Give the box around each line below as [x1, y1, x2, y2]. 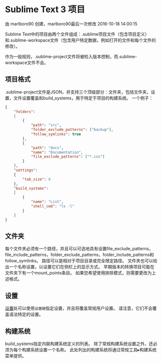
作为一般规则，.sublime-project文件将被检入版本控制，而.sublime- [5, 53, 137, 59]
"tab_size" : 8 [22, 177, 51, 182]
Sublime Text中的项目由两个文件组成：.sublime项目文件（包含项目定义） [5, 31, 149, 37]
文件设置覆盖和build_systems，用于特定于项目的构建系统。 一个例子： [13, 95, 153, 101]
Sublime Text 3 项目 [5, 4, 86, 15]
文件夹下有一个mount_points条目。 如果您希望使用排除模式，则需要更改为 [5, 270, 152, 276]
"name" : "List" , [30, 199, 64, 205]
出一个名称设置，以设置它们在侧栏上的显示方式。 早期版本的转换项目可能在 [5, 264, 155, 270]
